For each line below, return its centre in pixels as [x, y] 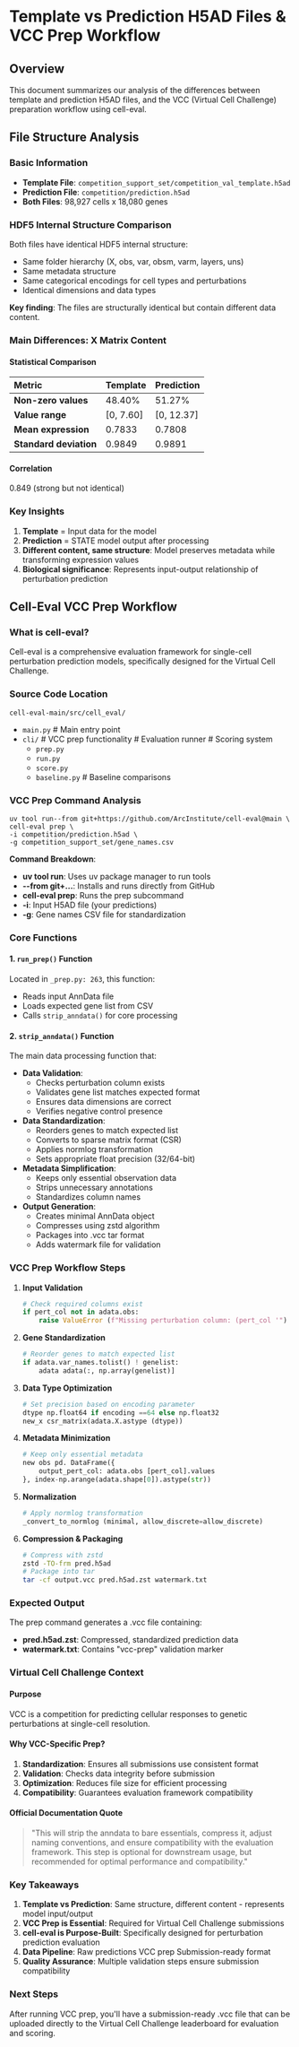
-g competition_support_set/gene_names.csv [92, 842]
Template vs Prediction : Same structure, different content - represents [153, 1904]
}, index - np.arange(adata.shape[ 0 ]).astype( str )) [117, 1480]
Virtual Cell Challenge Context [77, 1672]
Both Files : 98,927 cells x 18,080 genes [95, 201]
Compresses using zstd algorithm [98, 1226]
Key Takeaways [44, 1885]
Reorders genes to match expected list [107, 1131]
